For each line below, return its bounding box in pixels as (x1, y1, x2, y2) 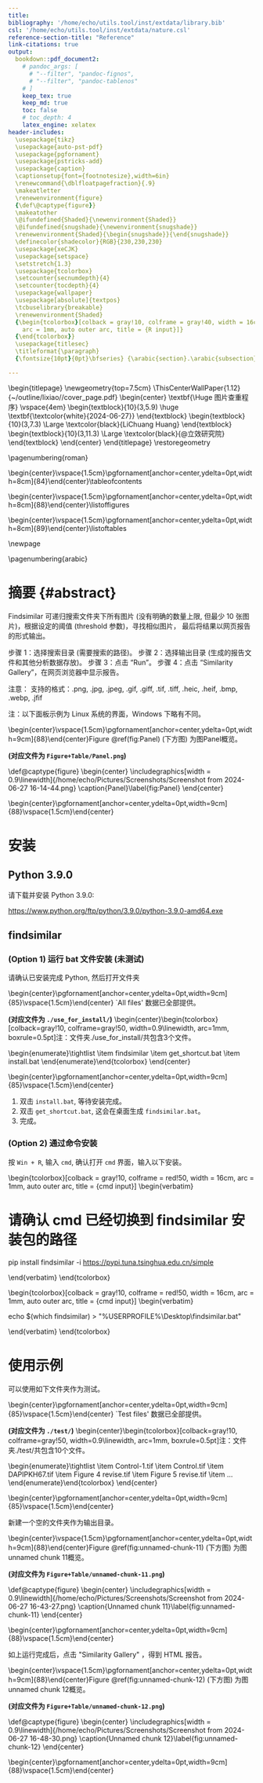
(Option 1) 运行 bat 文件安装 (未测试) (8, 954, 145, 965)
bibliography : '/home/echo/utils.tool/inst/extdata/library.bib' (8, 19, 225, 27)
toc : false (22, 107, 58, 115)
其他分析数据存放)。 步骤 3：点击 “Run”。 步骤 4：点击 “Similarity (21, 657, 233, 667)
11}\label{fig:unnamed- (161, 1602, 236, 1611)
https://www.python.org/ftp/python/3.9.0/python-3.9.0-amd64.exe (8, 906, 223, 915)
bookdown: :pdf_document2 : (15, 56, 100, 64)
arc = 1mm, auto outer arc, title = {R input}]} (22, 325, 184, 334)
